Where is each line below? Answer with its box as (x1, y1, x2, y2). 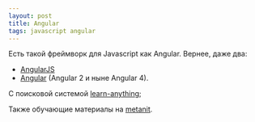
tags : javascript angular (8, 27, 96, 35)
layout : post (8, 11, 53, 20)
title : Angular (8, 19, 60, 27)
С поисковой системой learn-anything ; (8, 89, 142, 99)
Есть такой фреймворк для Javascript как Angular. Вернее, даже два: (8, 49, 248, 59)
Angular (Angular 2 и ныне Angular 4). (19, 74, 149, 83)
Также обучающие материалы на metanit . (8, 104, 153, 114)
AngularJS (19, 65, 55, 74)
